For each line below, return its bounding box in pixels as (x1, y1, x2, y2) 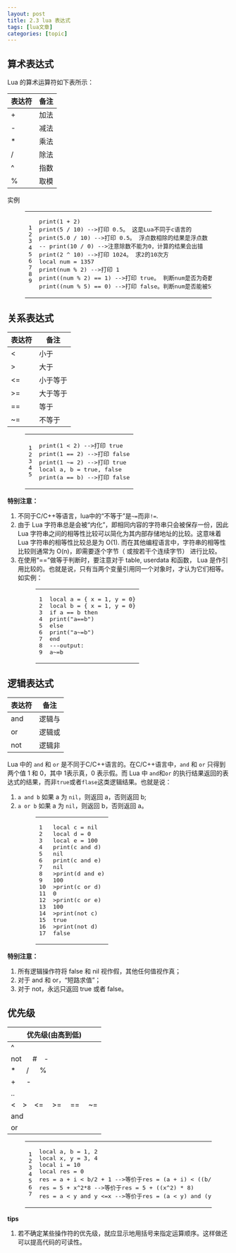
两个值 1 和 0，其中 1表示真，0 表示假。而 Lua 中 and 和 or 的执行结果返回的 (7, 769, 223, 777)
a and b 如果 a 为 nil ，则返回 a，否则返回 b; (17, 792, 147, 801)
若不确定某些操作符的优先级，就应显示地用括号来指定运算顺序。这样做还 (17, 1229, 228, 1237)
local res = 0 (38, 1168, 85, 1175)
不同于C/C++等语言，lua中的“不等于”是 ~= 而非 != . (17, 511, 159, 520)
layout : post (7, 10, 46, 18)
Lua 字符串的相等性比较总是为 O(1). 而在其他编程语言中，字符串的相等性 (17, 538, 227, 546)
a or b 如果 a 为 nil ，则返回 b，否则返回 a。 (17, 801, 148, 810)
